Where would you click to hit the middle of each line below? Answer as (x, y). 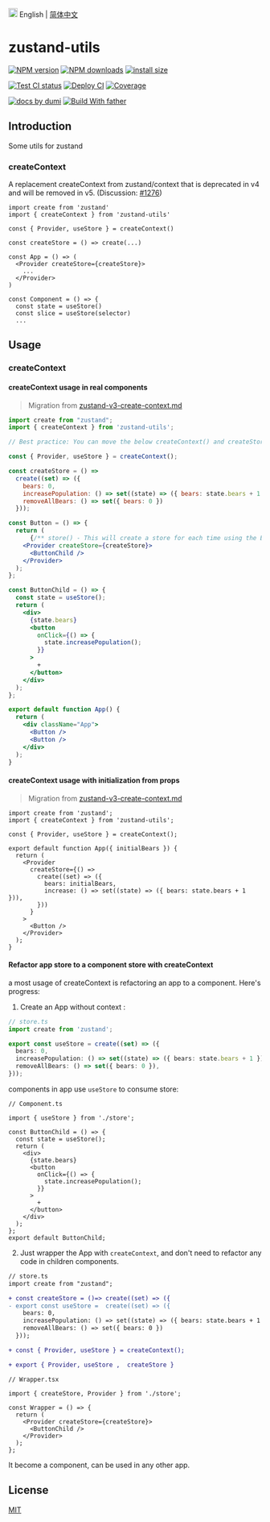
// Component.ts (35, 1104)
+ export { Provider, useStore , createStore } (91, 1365)
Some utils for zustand (45, 146)
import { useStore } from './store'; (72, 1118)
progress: (24, 991)
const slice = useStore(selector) (73, 314)
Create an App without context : (73, 1007)
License (29, 1490)
